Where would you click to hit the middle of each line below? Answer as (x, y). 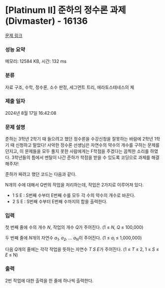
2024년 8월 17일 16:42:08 (31, 113)
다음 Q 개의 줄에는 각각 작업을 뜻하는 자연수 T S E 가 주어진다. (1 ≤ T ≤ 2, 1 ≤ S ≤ (82, 249)
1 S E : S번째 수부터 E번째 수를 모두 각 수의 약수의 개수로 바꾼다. (74, 195)
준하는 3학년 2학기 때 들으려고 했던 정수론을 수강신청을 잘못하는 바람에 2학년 (79, 139)
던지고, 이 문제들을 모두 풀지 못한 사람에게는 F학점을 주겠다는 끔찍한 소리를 (77, 151)
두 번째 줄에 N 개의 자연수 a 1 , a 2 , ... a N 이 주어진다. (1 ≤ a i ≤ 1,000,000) (74, 239)
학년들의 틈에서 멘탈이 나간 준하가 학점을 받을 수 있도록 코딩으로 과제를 (82, 157)
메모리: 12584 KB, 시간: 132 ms (36, 61)
